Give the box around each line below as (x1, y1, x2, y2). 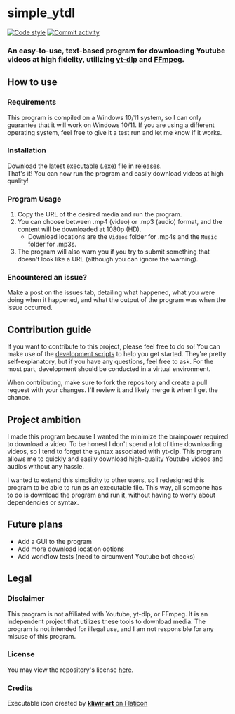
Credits (7, 683, 33, 693)
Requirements (7, 97, 57, 107)
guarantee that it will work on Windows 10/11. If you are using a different (7, 121, 215, 129)
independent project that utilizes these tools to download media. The (7, 617, 206, 625)
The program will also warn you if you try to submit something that (17, 247, 210, 256)
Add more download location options (17, 545, 125, 553)
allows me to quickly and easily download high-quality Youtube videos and (7, 455, 223, 463)
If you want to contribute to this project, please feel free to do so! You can (7, 342, 221, 351)
